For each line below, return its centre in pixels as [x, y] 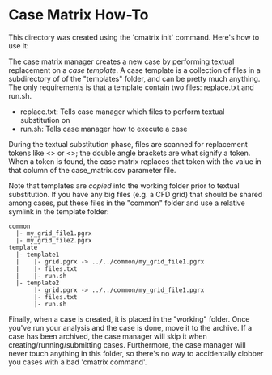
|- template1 [38, 255]
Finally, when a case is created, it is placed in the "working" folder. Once [129, 319]
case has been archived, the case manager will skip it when [108, 336]
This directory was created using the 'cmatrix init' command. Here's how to [134, 37]
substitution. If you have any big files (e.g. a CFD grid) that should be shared [136, 194]
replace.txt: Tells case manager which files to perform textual [122, 112]
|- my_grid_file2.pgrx [54, 240]
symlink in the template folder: [59, 211]
